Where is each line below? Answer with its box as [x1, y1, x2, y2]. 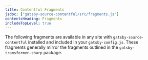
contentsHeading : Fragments [5, 16, 63, 21]
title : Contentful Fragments [5, 7, 64, 12]
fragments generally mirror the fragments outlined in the [5, 44, 119, 50]
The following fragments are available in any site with [5, 34, 112, 40]
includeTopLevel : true [5, 20, 51, 26]
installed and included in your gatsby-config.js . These [28, 40, 139, 45]
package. [43, 50, 63, 56]
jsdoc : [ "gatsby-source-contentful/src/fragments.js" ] [5, 12, 119, 17]
